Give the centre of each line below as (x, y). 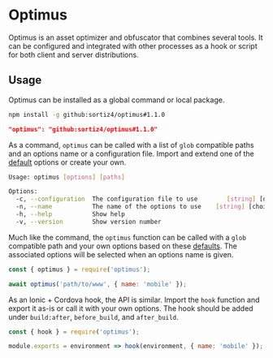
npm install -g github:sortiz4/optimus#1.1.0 (87, 114)
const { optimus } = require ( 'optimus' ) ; (80, 270)
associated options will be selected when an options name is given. (121, 254)
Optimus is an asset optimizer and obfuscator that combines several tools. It (136, 37)
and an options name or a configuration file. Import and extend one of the (131, 153)
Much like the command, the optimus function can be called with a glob (127, 237)
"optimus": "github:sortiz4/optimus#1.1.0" (83, 129)
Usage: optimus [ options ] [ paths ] (67, 177)
